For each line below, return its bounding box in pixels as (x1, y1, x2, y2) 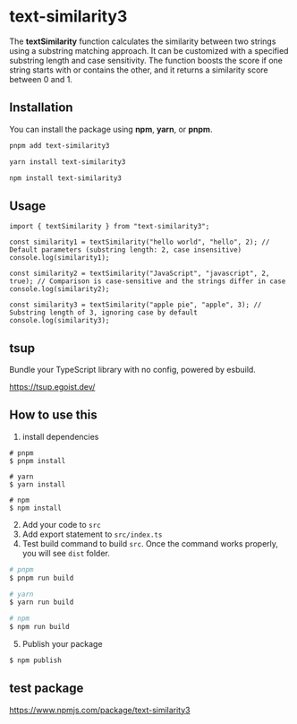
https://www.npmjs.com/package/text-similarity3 (9, 704, 191, 715)
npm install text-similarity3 (9, 173, 123, 183)
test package (9, 681, 84, 696)
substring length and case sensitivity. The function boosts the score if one (9, 55, 284, 65)
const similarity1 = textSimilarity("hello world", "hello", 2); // (9, 237, 270, 247)
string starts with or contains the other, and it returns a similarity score (9, 65, 268, 75)
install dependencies (21, 431, 99, 442)
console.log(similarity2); (9, 285, 110, 294)
